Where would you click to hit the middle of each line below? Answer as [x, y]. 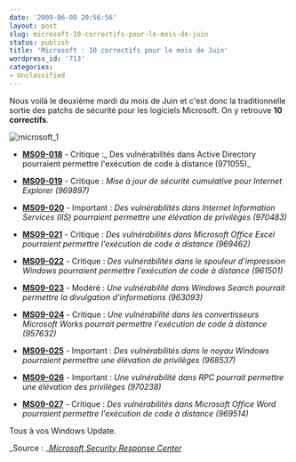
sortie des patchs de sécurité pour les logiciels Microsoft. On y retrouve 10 [146, 110]
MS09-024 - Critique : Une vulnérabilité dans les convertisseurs [140, 314]
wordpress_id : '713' [48, 59]
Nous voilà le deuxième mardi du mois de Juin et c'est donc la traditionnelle [148, 101]
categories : [31, 68]
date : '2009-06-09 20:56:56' [63, 17]
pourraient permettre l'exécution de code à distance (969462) [136, 243]
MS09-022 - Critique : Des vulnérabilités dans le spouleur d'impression [154, 261]
